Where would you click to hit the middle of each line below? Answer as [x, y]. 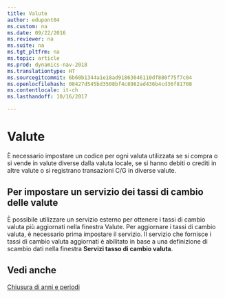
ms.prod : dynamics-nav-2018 [47, 65]
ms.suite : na [26, 45]
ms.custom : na [28, 26]
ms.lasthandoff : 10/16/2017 [47, 97]
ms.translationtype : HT [41, 71]
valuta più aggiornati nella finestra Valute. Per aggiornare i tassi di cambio [111, 226]
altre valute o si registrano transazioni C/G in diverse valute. [92, 170]
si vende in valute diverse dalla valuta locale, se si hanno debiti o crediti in [112, 163]
